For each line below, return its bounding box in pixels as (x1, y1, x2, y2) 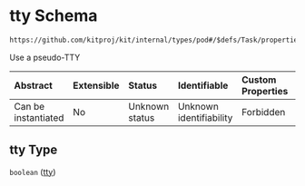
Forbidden (241, 105, 286, 118)
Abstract (14, 79, 53, 92)
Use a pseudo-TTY (9, 52, 81, 63)
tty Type (9, 142, 58, 158)
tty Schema (9, 5, 98, 26)
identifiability (177, 111, 233, 123)
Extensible (72, 79, 120, 92)
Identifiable (177, 79, 229, 92)
